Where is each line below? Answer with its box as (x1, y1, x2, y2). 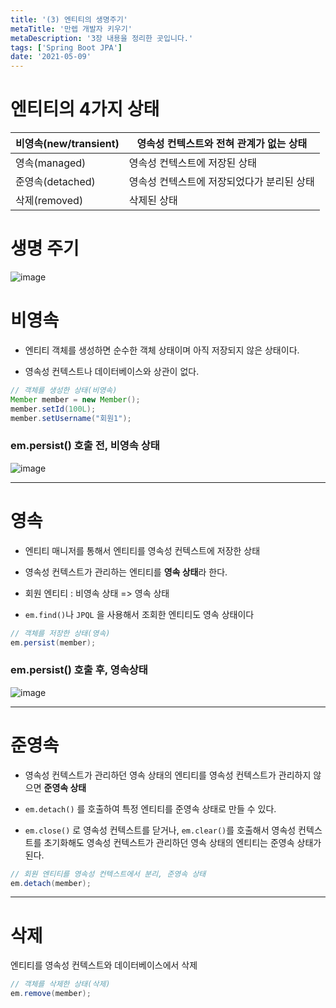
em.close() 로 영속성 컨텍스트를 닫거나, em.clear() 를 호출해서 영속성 (24, 824, 297, 836)
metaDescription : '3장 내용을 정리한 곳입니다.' (10, 33, 194, 43)
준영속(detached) (15, 175, 96, 189)
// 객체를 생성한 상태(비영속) (10, 385, 118, 395)
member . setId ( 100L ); (10, 404, 97, 414)
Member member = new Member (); (10, 394, 141, 405)
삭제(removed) (15, 194, 84, 208)
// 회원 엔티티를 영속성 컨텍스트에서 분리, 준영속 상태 (10, 869, 207, 879)
